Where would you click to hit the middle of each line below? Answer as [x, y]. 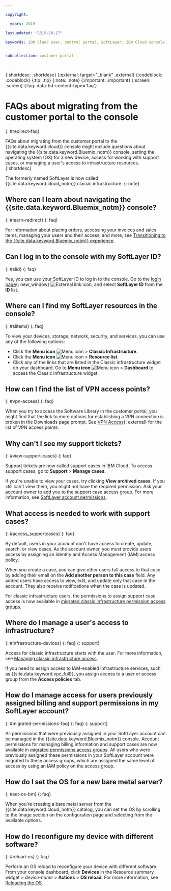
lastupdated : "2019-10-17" [34, 33]
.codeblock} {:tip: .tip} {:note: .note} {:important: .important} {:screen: [78, 80]
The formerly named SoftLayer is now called [52, 178]
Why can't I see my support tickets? [64, 443]
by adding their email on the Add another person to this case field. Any [80, 575]
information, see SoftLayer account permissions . [56, 497]
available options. [24, 821]
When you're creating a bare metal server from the [59, 804]
